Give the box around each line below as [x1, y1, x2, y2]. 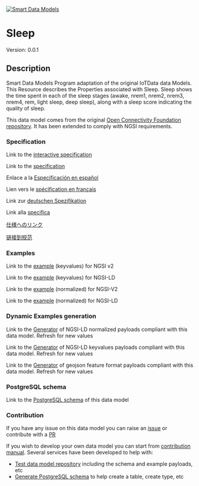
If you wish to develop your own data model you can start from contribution [6, 442, 191, 450]
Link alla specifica [6, 209, 50, 216]
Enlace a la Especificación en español [6, 174, 99, 181]
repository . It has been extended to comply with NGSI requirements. [6, 122, 173, 129]
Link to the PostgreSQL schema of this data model [6, 396, 129, 403]
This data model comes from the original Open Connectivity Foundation [6, 116, 181, 123]
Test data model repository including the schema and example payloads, [14, 460, 193, 468]
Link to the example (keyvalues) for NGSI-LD [6, 274, 116, 281]
